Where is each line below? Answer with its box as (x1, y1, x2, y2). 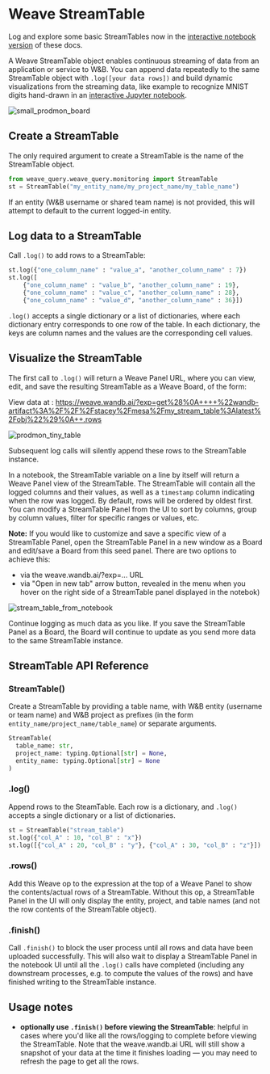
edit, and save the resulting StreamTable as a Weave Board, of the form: (8, 381, 247, 391)
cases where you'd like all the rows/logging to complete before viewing (19, 1030, 257, 1040)
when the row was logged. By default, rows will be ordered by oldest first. (8, 495, 254, 505)
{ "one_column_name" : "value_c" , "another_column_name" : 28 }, (23, 289, 240, 297)
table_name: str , (15, 742, 74, 750)
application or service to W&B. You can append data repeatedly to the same (8, 64, 260, 74)
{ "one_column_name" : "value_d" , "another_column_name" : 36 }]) (23, 296, 243, 304)
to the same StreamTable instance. (8, 635, 123, 645)
